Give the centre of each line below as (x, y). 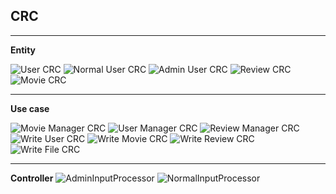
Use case (30, 108)
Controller (32, 178)
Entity (23, 50)
